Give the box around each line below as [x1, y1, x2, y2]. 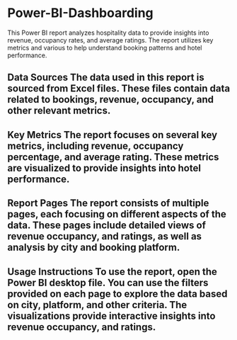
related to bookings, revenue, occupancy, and [7, 93, 214, 106]
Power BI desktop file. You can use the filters [7, 276, 209, 288]
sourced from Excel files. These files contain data [7, 83, 231, 95]
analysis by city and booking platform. [7, 242, 180, 254]
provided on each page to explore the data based [7, 288, 228, 300]
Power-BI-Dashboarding [7, 5, 154, 21]
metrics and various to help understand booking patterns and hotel [7, 43, 202, 52]
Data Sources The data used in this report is [7, 72, 204, 84]
